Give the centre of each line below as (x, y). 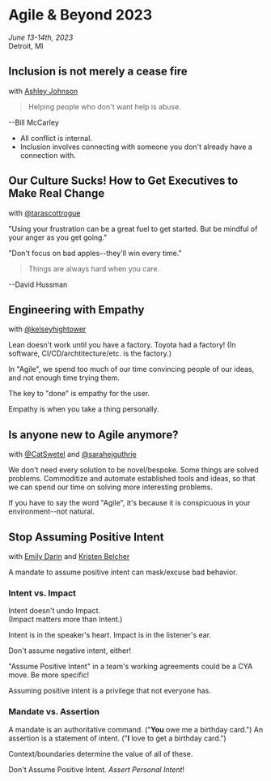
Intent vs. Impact (42, 593)
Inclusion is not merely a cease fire (98, 72)
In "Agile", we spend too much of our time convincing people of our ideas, (131, 369)
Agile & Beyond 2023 (80, 15)
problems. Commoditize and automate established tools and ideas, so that (132, 479)
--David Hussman (38, 284)
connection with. (48, 155)
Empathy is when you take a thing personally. (84, 409)
